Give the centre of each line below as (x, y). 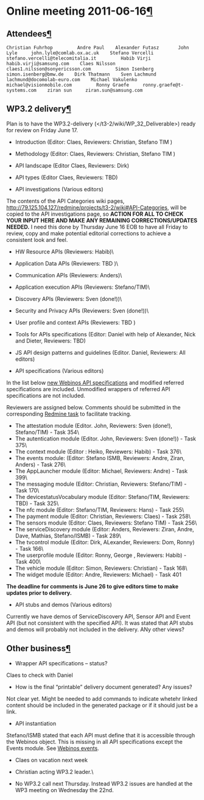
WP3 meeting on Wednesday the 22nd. (64, 790)
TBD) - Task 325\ (37, 503)
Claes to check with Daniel (40, 675)
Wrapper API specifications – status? (61, 663)
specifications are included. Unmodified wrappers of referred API (88, 389)
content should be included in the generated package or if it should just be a (102, 705)
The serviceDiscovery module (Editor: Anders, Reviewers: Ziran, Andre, (104, 529)
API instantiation (36, 723)
